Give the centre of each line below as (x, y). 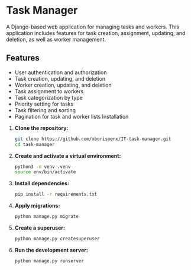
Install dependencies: (42, 183)
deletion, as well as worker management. (56, 39)
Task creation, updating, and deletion (60, 78)
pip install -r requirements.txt (56, 194)
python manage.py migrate (46, 217)
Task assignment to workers (49, 91)
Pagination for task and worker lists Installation (72, 116)
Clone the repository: (41, 128)
